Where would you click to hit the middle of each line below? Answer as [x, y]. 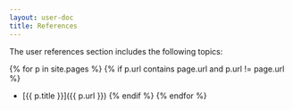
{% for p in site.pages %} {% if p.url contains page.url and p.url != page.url [147, 69]
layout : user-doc [42, 17]
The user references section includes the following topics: [116, 51]
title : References [43, 26]
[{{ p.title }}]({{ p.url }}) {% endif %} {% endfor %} [114, 96]
